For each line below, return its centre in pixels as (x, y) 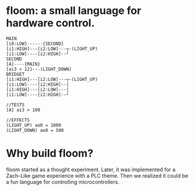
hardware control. (51, 23)
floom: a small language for (74, 11)
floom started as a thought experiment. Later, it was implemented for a (91, 169)
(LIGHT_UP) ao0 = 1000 (34, 125)
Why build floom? (50, 153)
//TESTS (15, 105)
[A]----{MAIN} (23, 64)
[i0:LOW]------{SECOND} (35, 44)
